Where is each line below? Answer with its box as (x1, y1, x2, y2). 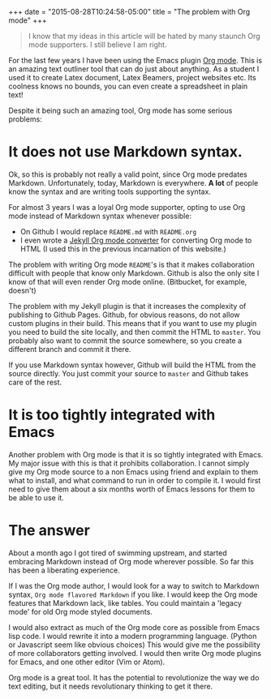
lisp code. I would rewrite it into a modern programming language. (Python (8, 631, 257, 641)
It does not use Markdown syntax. (8, 143, 243, 161)
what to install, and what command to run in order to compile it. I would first (8, 475, 261, 485)
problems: (8, 114, 42, 124)
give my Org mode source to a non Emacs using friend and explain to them (8, 466, 259, 477)
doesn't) (8, 285, 37, 295)
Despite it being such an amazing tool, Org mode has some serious (8, 105, 233, 115)
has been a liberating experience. (8, 565, 120, 575)
